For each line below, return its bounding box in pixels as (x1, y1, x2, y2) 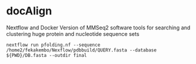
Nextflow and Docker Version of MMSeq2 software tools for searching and (6, 24, 191, 31)
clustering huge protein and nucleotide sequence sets (6, 30, 140, 37)
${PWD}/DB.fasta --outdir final (6, 52, 87, 58)
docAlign (6, 4, 52, 18)
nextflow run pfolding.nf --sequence (6, 42, 101, 48)
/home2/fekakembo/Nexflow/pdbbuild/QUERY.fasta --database (6, 47, 157, 53)
